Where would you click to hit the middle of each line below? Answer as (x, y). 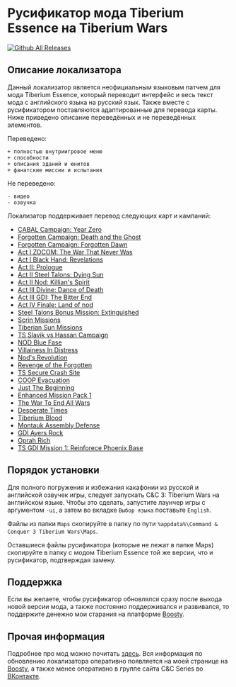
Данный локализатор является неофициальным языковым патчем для (114, 87)
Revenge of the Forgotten (55, 365)
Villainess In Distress (48, 350)
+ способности (28, 157)
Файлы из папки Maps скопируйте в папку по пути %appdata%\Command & (113, 523)
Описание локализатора (65, 70)
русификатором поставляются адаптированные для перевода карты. (112, 110)
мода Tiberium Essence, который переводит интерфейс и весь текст (110, 94)
